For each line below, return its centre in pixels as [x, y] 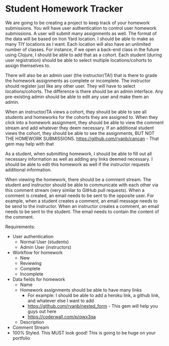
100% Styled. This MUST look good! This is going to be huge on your [84, 332]
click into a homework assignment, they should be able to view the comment [84, 122]
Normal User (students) [44, 242]
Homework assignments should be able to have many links [81, 290]
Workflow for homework [37, 252]
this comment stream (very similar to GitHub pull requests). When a [75, 190]
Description [32, 322]
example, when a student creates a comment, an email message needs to [81, 201]
